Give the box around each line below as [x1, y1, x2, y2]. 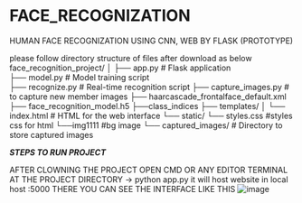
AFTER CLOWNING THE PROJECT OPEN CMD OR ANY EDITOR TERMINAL [9, 164, 288, 175]
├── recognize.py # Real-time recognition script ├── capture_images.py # [9, 81, 289, 92]
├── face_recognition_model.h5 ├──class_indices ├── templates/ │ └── [9, 100, 286, 111]
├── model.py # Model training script [9, 71, 150, 82]
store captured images [9, 129, 94, 140]
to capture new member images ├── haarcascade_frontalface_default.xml [9, 91, 287, 102]
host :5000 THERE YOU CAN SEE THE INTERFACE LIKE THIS [9, 183, 236, 194]
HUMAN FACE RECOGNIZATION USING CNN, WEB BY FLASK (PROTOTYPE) [9, 35, 294, 46]
